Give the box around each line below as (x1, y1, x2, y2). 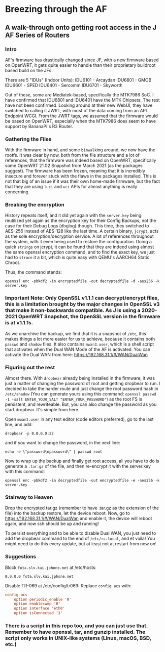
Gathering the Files (5, 135, 52, 142)
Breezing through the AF (5, 3, 107, 15)
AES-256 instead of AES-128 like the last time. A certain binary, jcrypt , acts (5, 228, 159, 234)
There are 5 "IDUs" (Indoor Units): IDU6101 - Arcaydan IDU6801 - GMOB (5, 77, 152, 83)
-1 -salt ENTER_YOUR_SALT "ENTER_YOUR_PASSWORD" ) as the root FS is (5, 396, 142, 402)
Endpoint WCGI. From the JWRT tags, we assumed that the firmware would (5, 113, 158, 119)
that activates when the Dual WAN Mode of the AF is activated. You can (5, 346, 151, 352)
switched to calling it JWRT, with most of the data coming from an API (5, 107, 147, 113)
